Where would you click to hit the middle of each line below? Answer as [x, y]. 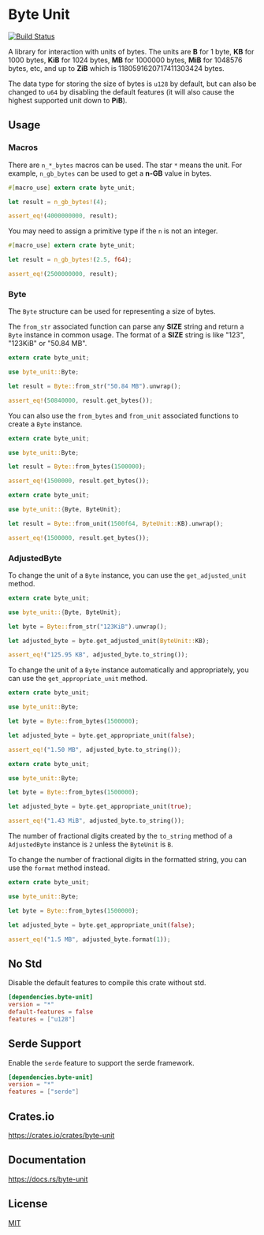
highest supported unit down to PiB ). [68, 100]
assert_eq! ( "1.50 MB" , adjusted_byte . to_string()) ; [95, 750]
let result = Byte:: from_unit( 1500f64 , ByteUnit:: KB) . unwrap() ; [116, 523]
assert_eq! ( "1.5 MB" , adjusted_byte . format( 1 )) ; [89, 939]
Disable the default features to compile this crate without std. [107, 983]
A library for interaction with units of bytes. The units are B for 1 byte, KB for [131, 51]
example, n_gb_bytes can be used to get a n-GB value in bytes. [110, 173]
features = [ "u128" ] [42, 1019]
